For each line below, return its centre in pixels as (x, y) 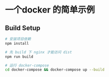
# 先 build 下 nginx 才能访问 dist (39, 52)
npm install (17, 43)
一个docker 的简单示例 (50, 10)
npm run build (19, 57)
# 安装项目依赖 (18, 39)
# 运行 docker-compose (27, 65)
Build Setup (23, 28)
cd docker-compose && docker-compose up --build (55, 70)
